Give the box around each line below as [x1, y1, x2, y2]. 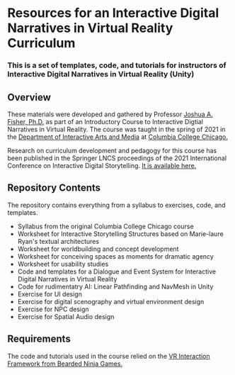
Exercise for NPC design [17, 305, 90, 313]
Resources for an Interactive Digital [7, 5, 219, 21]
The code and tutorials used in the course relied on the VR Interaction [7, 352, 210, 360]
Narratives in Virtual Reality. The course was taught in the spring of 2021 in [7, 125, 226, 133]
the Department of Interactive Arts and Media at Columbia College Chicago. [7, 133, 229, 141]
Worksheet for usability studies [17, 259, 109, 268]
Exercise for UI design [17, 289, 83, 298]
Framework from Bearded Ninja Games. [7, 359, 122, 368]
